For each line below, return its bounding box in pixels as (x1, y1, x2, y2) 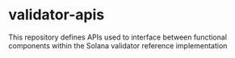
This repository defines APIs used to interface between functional (8, 32, 228, 42)
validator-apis (8, 6, 105, 24)
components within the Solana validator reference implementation (8, 40, 228, 50)
